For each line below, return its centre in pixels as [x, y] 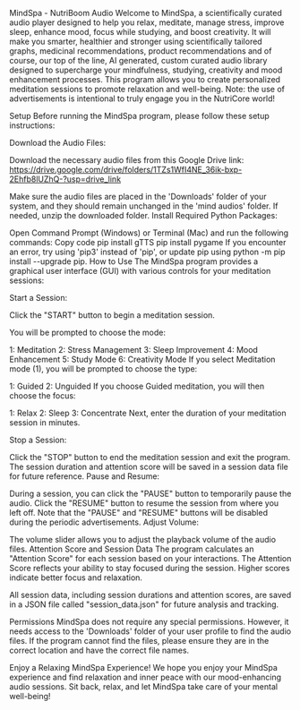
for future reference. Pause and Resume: [84, 476]
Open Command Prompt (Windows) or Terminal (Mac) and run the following [149, 233]
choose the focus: [43, 396]
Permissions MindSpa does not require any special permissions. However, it [149, 622]
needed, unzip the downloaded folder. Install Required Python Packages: [143, 215]
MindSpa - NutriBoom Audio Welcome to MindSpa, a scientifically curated [146, 13]
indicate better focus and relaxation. [76, 577]
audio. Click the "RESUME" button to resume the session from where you [144, 503]
